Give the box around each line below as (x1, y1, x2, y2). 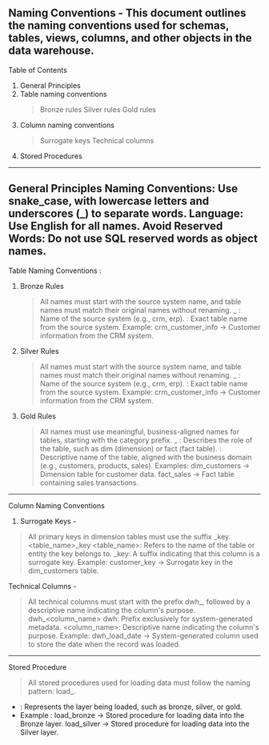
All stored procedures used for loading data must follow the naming (27, 678, 251, 687)
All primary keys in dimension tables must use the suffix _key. (27, 531, 231, 541)
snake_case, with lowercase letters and (8, 194, 210, 208)
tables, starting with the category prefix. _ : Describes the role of (39, 435, 253, 445)
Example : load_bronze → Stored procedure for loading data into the (19, 710, 245, 719)
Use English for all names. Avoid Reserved (8, 219, 223, 233)
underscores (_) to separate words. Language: (8, 207, 244, 221)
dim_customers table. (27, 566, 99, 575)
